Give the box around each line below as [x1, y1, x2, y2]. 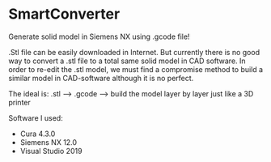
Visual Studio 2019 [19, 146, 83, 156]
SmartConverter [8, 5, 121, 23]
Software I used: [8, 113, 63, 122]
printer [8, 97, 31, 107]
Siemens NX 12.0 [19, 137, 78, 147]
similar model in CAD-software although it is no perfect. [8, 73, 194, 83]
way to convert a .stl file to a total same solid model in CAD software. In [8, 56, 246, 66]
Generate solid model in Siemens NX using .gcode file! [8, 32, 190, 41]
